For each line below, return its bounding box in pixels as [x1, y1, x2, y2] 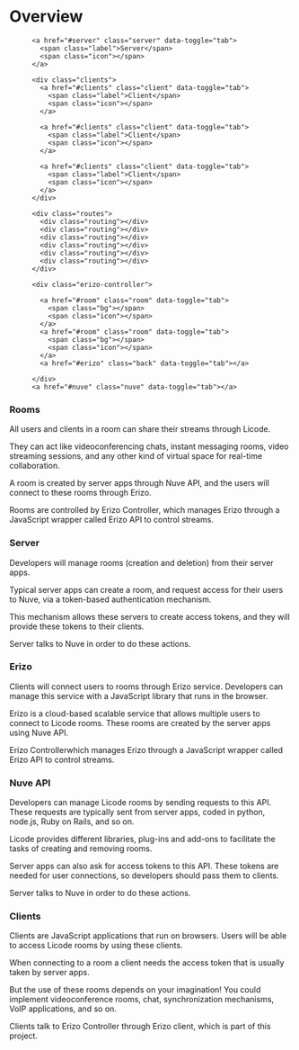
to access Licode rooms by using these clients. [9, 940, 183, 951]
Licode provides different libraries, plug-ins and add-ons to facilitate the [9, 834, 276, 845]
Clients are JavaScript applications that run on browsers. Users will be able [9, 930, 287, 941]
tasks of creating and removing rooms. [9, 843, 153, 854]
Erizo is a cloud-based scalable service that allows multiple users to [9, 708, 260, 719]
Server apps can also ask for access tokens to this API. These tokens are [9, 861, 279, 872]
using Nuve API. [9, 727, 69, 738]
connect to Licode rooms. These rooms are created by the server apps [9, 717, 271, 728]
